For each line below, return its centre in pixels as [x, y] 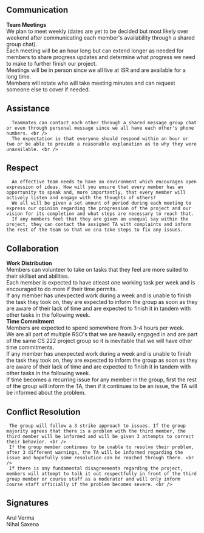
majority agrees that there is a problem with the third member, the [96, 431]
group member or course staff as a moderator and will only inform [93, 479]
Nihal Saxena [23, 524]
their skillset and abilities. [38, 276]
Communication [37, 10]
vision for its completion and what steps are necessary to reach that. [100, 214]
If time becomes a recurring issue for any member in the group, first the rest [102, 379]
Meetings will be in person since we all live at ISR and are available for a [96, 70]
